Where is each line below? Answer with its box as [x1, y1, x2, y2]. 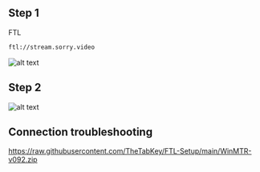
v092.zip [8, 155, 38, 165]
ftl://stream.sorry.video [8, 43, 95, 51]
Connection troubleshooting [8, 125, 153, 138]
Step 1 [8, 6, 40, 20]
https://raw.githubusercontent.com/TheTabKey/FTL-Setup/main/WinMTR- [8, 146, 252, 156]
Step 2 [8, 81, 42, 94]
